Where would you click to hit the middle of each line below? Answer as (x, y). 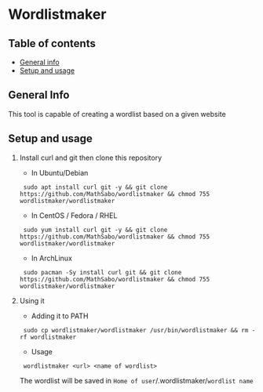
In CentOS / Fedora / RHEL (74, 215)
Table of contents (52, 44)
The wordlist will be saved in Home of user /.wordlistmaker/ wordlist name (136, 380)
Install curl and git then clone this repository (91, 158)
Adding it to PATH (60, 316)
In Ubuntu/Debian (60, 172)
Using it (32, 300)
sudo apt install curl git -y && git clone (95, 187)
